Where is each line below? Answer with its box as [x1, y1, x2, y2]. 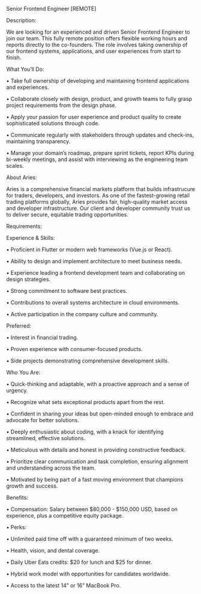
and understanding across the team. [6, 464, 96, 471]
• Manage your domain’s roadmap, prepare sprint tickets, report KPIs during [6, 150, 194, 156]
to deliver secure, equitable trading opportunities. [6, 211, 129, 218]
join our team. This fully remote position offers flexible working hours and [6, 35, 188, 41]
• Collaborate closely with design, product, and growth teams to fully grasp [6, 96, 193, 102]
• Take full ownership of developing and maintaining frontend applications [6, 78, 190, 84]
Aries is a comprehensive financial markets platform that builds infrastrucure [6, 186, 196, 192]
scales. [6, 162, 24, 169]
